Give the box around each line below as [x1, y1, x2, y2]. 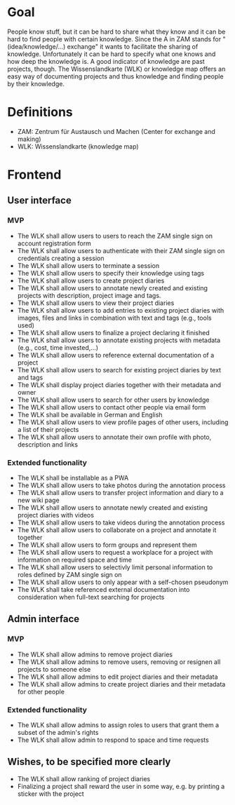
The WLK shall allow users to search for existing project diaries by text [17, 365, 222, 374]
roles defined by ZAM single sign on [17, 571, 122, 579]
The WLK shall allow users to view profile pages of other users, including [17, 418, 229, 426]
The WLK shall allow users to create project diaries [17, 276, 165, 285]
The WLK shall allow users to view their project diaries [17, 299, 175, 307]
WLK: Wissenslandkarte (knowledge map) [17, 142, 139, 151]
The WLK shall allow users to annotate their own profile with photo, [17, 433, 212, 441]
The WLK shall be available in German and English [17, 410, 163, 419]
